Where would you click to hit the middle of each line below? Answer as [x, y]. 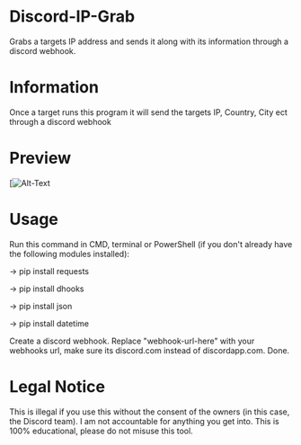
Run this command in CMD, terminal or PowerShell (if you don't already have [151, 244]
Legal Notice [58, 386]
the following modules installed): [70, 254]
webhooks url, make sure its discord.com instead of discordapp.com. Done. [150, 350]
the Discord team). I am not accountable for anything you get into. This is [145, 421]
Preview [40, 158]
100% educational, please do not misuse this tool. [101, 431]
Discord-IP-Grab [72, 17]
